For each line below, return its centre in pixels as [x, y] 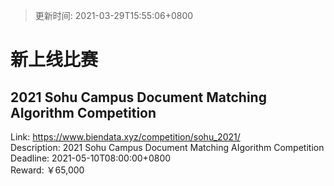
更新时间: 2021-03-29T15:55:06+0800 [114, 15]
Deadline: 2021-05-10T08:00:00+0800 [91, 158]
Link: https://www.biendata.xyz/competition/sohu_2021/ [125, 137]
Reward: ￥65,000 [47, 170]
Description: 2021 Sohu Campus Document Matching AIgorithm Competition [167, 147]
